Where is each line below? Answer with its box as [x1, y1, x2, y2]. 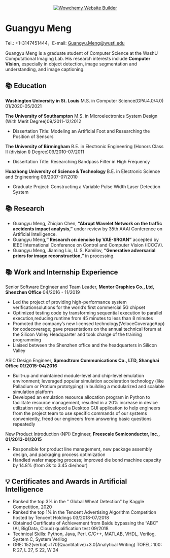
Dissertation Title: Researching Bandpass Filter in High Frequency [12, 158, 150, 164]
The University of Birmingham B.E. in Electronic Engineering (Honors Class [5, 143, 164, 149]
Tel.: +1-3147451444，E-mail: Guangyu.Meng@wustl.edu [5, 40, 125, 46]
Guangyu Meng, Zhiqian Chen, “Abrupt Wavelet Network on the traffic [12, 220, 162, 226]
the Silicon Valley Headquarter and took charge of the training [12, 331, 142, 337]
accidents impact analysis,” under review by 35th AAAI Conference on [12, 226, 163, 232]
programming [12, 337, 42, 343]
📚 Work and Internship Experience [5, 268, 118, 276]
